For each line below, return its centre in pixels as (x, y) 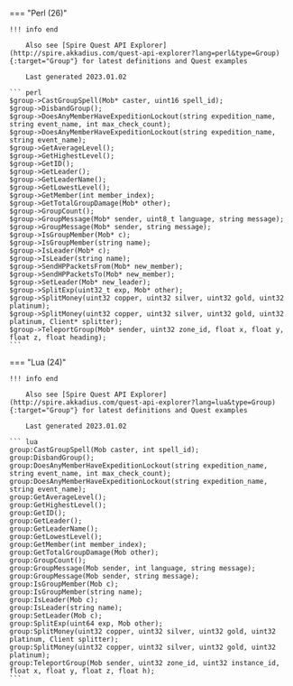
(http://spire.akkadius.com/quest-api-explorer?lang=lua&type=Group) (143, 403)
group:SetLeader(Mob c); (56, 616)
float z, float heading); (58, 338)
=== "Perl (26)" (38, 13)
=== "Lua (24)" (38, 362)
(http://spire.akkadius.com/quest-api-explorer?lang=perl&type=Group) (145, 53)
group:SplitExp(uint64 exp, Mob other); (87, 624)
